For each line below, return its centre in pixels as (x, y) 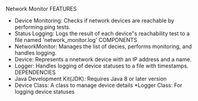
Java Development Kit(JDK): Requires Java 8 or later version (90, 79)
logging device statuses (44, 92)
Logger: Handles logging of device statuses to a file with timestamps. (101, 66)
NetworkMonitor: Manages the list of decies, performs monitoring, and (103, 46)
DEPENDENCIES (35, 72)
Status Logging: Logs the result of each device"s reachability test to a (102, 33)
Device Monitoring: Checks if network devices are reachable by (94, 20)
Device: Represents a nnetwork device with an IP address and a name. (103, 59)
